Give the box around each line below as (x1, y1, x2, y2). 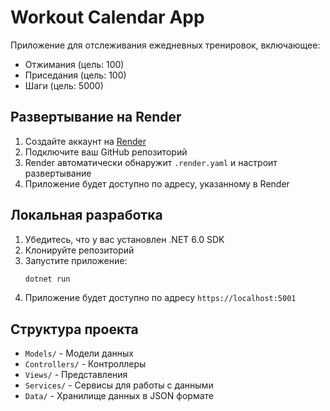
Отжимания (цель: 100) (24, 58, 125, 70)
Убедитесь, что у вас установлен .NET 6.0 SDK (24, 233, 225, 245)
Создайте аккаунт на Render (24, 135, 147, 147)
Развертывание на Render (10, 109, 182, 126)
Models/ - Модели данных (24, 347, 134, 360)
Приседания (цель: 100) (24, 69, 127, 81)
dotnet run (24, 274, 71, 284)
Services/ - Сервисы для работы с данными (24, 379, 214, 391)
